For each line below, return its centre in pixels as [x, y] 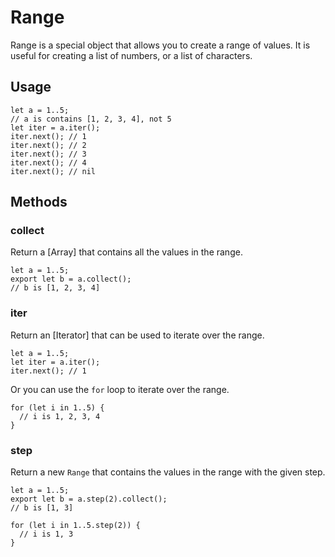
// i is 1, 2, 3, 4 [60, 416]
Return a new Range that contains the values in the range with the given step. [168, 472]
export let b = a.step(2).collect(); [89, 499]
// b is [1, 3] [42, 508]
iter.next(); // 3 [48, 154]
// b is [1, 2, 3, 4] [55, 288]
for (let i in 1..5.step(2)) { [75, 526]
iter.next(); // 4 [48, 162]
